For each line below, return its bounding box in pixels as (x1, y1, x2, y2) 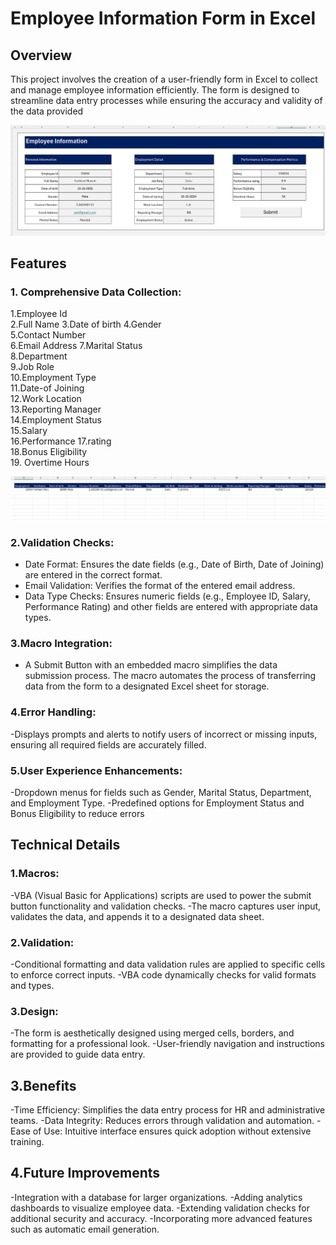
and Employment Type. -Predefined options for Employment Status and (10, 797, 305, 809)
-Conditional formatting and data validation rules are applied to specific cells (10, 958, 326, 970)
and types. (10, 979, 55, 991)
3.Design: (10, 1004, 59, 1018)
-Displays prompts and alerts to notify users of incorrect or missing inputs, (10, 728, 318, 740)
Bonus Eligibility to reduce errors (10, 807, 145, 819)
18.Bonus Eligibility (10, 446, 88, 458)
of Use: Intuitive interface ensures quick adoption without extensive (32, 1125, 312, 1137)
